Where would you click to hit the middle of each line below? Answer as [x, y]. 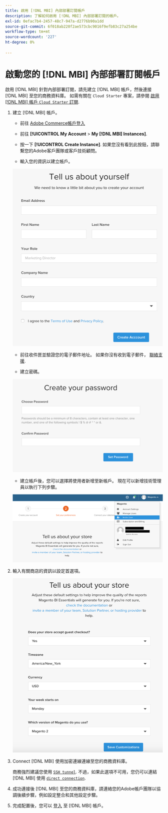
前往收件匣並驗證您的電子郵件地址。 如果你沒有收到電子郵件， [84, 355]
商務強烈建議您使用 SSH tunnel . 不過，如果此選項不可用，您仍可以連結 [85, 771]
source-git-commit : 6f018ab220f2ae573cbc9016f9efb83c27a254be [71, 27]
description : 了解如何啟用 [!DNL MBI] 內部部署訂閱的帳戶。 [63, 16]
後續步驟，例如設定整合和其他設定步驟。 [58, 795]
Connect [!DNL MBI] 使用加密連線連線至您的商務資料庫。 [71, 761]
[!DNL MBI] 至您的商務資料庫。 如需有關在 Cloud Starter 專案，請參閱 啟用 [82, 96]
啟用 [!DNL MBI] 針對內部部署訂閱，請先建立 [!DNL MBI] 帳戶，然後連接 [78, 89]
